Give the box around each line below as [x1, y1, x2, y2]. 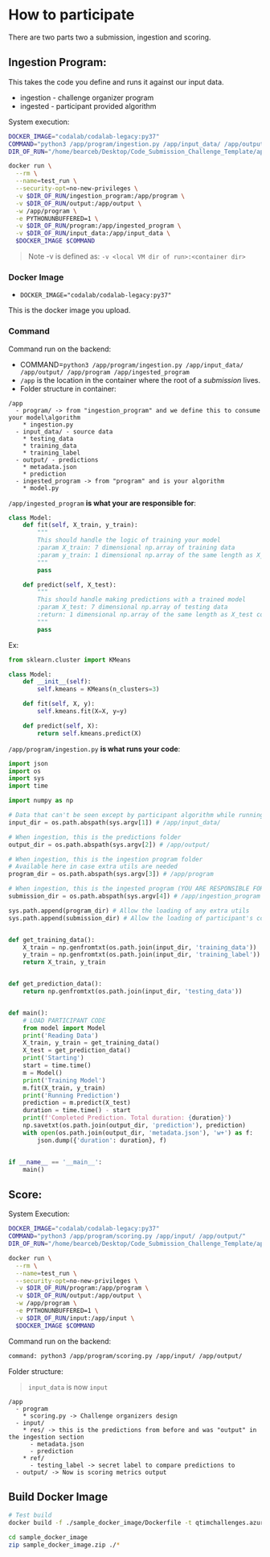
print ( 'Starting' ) [22, 1054, 84, 1062]
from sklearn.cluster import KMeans [8, 655, 131, 664]
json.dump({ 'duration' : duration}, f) [37, 1136, 167, 1144]
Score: [8, 1187, 43, 1202]
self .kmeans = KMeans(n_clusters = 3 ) [37, 685, 160, 694]
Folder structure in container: [19, 384, 117, 393]
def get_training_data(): [8, 936, 95, 944]
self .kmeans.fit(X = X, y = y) [37, 708, 128, 716]
